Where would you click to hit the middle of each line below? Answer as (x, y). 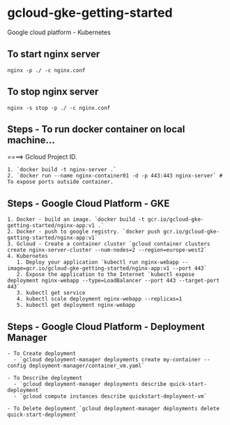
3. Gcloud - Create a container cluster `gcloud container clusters (109, 244)
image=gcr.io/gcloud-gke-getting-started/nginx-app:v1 (89, 268)
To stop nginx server (53, 92)
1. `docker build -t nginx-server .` (62, 170)
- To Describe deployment (45, 378)
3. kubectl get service (51, 293)
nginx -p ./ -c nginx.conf (46, 70)
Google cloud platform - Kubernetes (59, 32)
